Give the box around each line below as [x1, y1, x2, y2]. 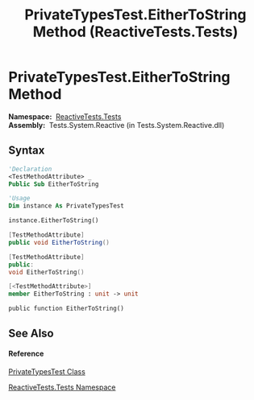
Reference [8, 348, 44, 359]
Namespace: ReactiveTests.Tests [8, 111, 122, 122]
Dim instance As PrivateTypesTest [8, 202, 125, 210]
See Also [8, 326, 54, 340]
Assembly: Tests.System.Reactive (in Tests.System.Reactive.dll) [8, 120, 225, 130]
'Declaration [8, 165, 52, 173]
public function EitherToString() [8, 304, 125, 313]
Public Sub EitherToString [8, 179, 99, 188]
